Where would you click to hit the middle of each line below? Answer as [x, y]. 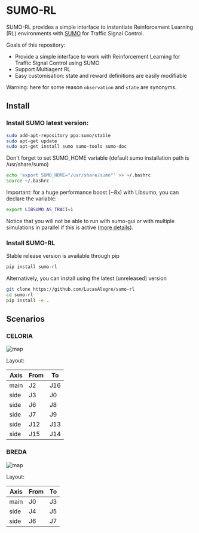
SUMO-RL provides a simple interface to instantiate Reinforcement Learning [99, 27]
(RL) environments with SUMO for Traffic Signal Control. [75, 33]
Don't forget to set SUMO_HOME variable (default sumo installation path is [98, 158]
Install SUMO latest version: [48, 123]
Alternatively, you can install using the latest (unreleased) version [87, 278]
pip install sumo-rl [32, 267]
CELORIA [19, 336]
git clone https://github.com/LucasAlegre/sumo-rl [71, 290]
